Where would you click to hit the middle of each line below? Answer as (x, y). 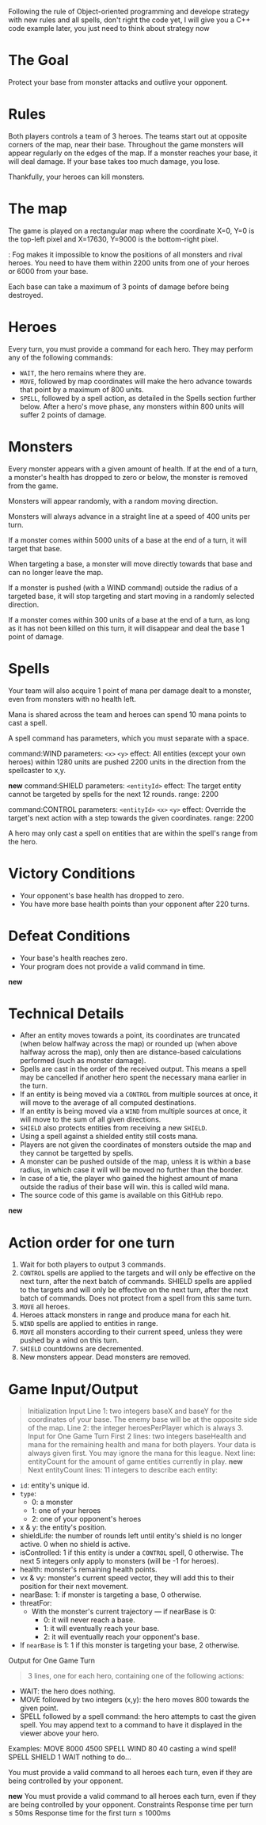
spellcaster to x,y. (37, 770)
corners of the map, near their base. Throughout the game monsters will (126, 144)
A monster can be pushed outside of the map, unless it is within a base (135, 1162)
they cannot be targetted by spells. (76, 1153)
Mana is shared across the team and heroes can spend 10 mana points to (127, 714)
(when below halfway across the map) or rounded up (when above (128, 1044)
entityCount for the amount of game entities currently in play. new (135, 1461)
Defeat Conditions (69, 936)
